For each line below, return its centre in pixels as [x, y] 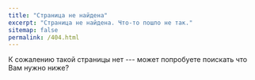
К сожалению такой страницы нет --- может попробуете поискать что [128, 60]
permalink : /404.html [44, 37]
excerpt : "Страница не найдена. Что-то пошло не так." [101, 23]
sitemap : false [33, 30]
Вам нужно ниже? [39, 68]
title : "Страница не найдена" [58, 15]
